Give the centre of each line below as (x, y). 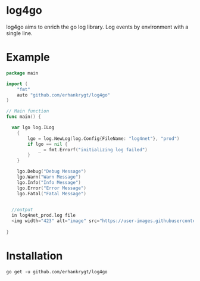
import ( (17, 84)
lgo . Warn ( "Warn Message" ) (49, 177)
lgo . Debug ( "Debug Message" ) (51, 171)
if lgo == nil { (48, 144)
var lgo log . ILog (33, 127)
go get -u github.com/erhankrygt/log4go (57, 271)
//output (22, 210)
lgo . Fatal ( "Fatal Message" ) (51, 193)
